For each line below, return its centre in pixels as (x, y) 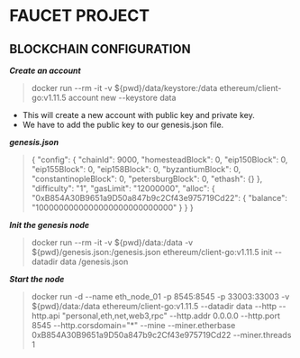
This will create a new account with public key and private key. (138, 115)
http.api (45, 316)
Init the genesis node (50, 225)
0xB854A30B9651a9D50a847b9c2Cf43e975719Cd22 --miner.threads (161, 335)
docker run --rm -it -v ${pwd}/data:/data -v (112, 243)
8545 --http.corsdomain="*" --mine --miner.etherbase (133, 325)
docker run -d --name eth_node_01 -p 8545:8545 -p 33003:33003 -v (160, 297)
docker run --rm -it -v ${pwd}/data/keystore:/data (124, 88)
